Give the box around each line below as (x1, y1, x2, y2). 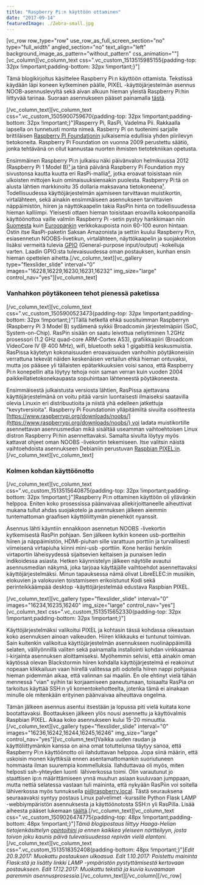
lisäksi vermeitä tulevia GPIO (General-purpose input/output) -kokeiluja (6, 241, 185, 249)
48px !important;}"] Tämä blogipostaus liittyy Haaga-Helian (27, 820, 177, 827)
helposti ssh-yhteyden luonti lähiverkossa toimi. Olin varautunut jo (6, 768, 174, 775)
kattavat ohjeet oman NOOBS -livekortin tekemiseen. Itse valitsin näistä (6, 438, 185, 446)
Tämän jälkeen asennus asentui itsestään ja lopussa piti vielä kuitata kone (6, 703, 191, 710)
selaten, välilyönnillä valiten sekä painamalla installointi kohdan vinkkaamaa (6, 645, 195, 653)
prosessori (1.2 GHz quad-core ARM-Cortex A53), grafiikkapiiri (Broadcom (6, 336, 193, 343)
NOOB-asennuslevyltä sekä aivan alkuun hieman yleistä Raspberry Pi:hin (6, 88, 189, 95)
